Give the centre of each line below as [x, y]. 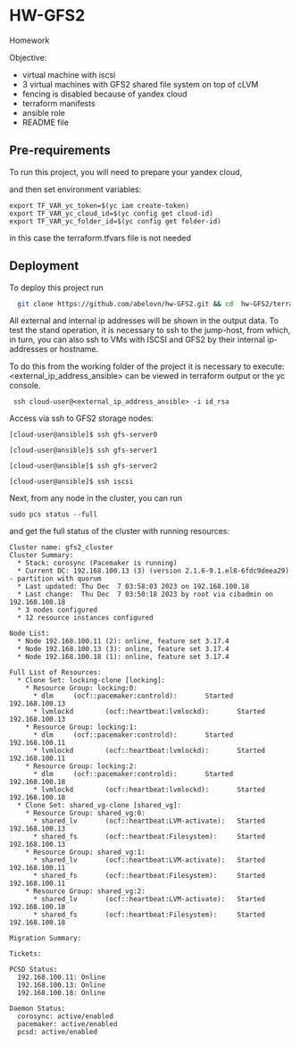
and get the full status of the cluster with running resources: [120, 531]
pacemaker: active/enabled [67, 1024]
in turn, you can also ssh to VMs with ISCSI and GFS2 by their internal [137, 339]
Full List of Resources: [55, 673]
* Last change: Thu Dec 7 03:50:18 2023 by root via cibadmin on [146, 595]
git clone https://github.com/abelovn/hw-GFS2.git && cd [125, 304]
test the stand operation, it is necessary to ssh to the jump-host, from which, [150, 330]
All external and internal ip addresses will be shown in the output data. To [144, 321]
